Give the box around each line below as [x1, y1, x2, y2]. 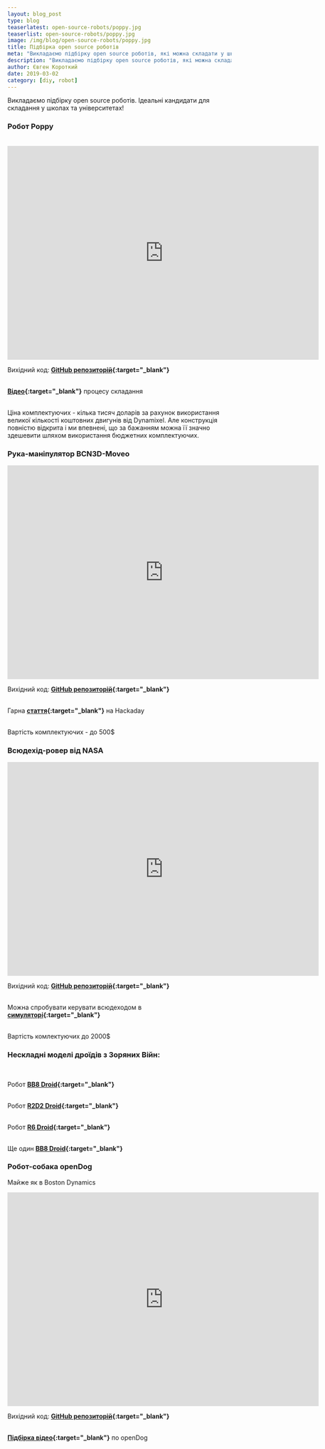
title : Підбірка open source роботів [7, 43, 119, 51]
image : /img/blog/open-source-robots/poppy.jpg [7, 37, 151, 44]
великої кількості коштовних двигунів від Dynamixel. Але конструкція [7, 416, 218, 424]
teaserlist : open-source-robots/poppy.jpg [7, 30, 135, 38]
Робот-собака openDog [7, 1162, 92, 1172]
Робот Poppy [7, 122, 54, 132]
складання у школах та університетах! [7, 104, 124, 113]
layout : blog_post [7, 10, 62, 18]
